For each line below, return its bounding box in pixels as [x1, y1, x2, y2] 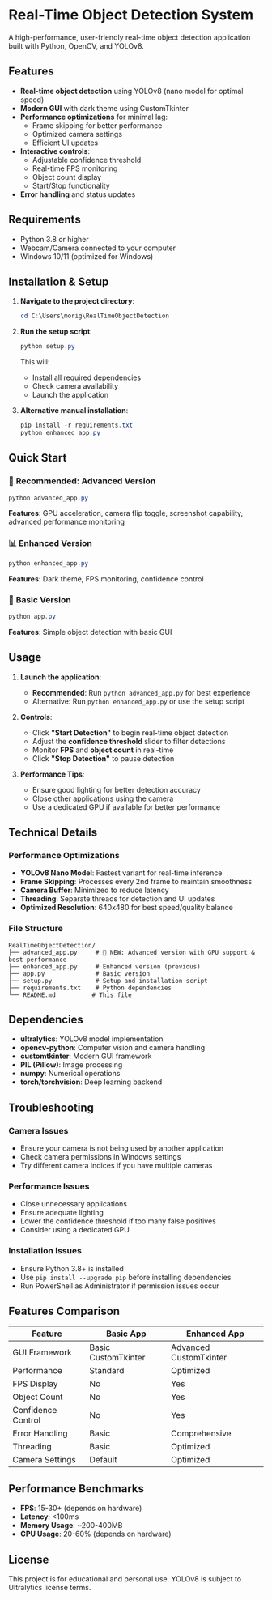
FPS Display [12, 1378, 58, 1389]
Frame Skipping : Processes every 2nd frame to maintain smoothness [19, 877, 253, 887]
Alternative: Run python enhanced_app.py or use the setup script [32, 696, 245, 706]
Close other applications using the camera [32, 794, 174, 803]
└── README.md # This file [8, 990, 132, 999]
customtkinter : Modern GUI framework [19, 1051, 152, 1062]
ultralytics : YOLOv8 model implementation [19, 1034, 164, 1044]
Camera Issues [8, 1125, 69, 1136]
